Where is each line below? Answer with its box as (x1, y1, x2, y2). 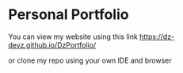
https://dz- (139, 32, 175, 41)
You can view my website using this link (8, 32, 139, 41)
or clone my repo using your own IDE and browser (8, 56, 172, 65)
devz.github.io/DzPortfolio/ (8, 40, 97, 49)
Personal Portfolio (8, 6, 129, 24)
